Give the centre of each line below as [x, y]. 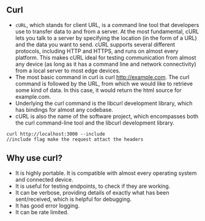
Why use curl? [35, 158]
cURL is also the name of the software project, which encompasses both [107, 116]
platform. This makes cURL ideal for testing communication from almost [106, 57]
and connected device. [44, 179]
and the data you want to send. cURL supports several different [95, 44]
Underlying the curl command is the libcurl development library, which [104, 103]
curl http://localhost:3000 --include [56, 134]
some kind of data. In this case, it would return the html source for [98, 90]
